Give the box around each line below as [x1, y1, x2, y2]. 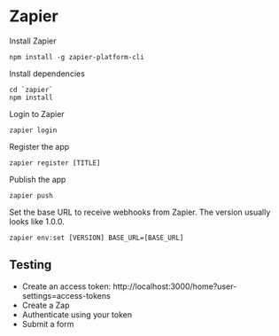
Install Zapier [9, 35, 57, 46]
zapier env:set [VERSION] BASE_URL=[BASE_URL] [9, 233, 184, 242]
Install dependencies [9, 68, 86, 79]
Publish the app [9, 174, 66, 184]
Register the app [9, 141, 70, 152]
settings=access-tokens [21, 290, 111, 301]
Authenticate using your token [21, 309, 133, 320]
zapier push [9, 191, 53, 200]
